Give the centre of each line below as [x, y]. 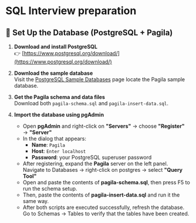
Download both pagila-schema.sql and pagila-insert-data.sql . [91, 103]
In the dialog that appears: [54, 139]
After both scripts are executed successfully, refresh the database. [104, 207]
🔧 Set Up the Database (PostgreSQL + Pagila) [89, 33]
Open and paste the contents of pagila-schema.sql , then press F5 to [106, 182]
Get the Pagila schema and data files [59, 97]
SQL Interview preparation [71, 11]
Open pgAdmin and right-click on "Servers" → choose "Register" [104, 126]
